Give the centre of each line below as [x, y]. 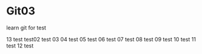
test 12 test [20, 46]
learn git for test [26, 28]
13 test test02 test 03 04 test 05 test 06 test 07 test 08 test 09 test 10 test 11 [101, 39]
